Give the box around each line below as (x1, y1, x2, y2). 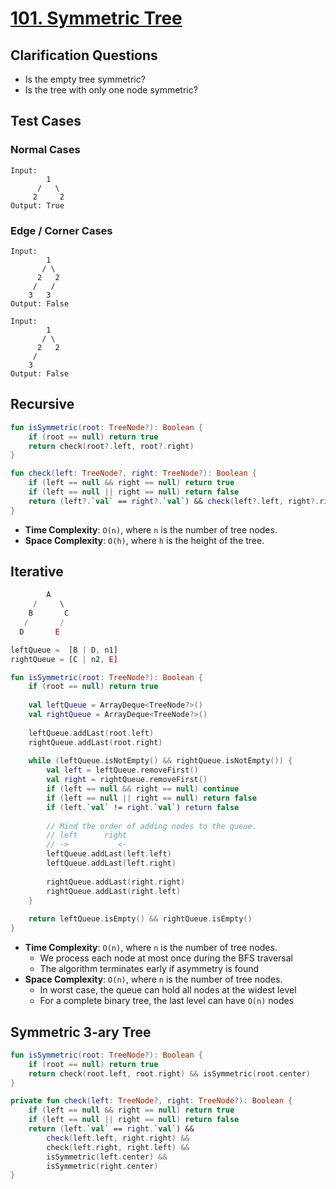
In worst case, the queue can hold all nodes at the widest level (39, 984, 297, 996)
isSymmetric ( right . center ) (46, 1161, 159, 1171)
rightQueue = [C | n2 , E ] (10, 654, 118, 664)
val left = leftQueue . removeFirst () (46, 765, 199, 776)
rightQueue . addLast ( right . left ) (46, 886, 182, 896)
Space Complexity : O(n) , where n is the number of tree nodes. (24, 973, 283, 986)
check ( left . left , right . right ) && (46, 1133, 190, 1143)
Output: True (10, 200, 65, 211)
